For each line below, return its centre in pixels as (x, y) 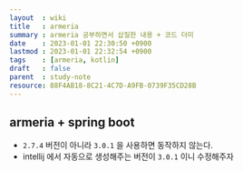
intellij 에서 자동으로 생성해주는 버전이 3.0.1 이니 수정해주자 (128, 156)
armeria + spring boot (72, 122)
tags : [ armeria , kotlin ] (64, 60)
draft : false (40, 69)
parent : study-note (50, 77)
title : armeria (44, 26)
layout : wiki (38, 18)
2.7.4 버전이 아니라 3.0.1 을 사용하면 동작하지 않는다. (117, 146)
